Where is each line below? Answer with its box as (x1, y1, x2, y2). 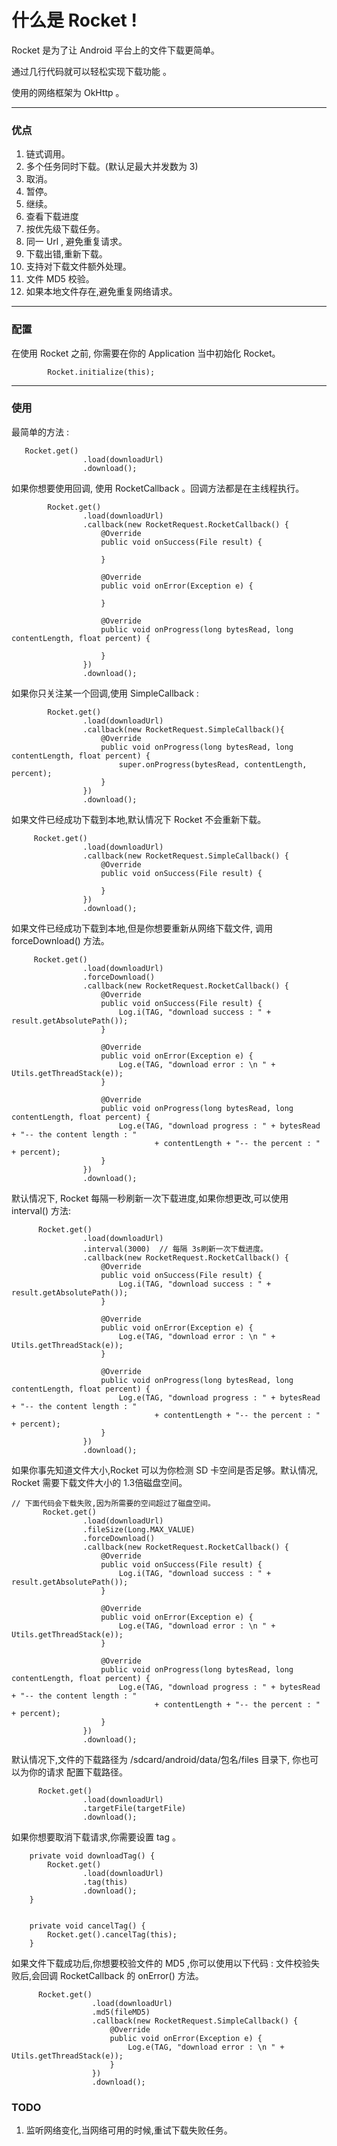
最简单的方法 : (11, 426, 69, 438)
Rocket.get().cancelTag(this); (47, 1929, 178, 1940)
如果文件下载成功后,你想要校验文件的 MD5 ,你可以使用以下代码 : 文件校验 (11, 1957, 311, 1969)
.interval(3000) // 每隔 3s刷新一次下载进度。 (82, 1244, 268, 1254)
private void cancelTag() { (29, 1921, 146, 1931)
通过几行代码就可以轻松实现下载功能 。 (11, 65, 172, 77)
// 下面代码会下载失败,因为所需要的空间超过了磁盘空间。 (11, 1498, 216, 1508)
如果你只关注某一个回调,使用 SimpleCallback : (11, 687, 199, 699)
